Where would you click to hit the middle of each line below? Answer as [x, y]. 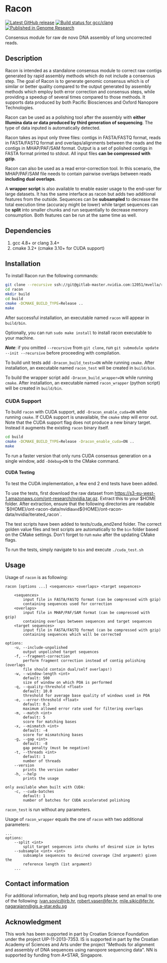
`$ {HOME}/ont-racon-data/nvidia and [42, 509]
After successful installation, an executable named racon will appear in [77, 318]
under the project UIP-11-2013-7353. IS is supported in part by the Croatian [82, 939]
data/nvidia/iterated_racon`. [34, 514]
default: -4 [36, 730]
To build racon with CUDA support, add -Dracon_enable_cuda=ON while [76, 411]
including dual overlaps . [31, 179]
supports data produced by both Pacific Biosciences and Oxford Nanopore [82, 102]
